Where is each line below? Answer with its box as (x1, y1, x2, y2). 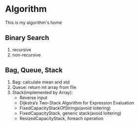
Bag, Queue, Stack (5, 66, 63, 74)
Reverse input (19, 94, 47, 101)
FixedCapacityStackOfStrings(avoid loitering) (19, 105, 111, 111)
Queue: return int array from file (12, 84, 77, 90)
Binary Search (5, 34, 49, 42)
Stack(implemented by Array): (12, 89, 73, 95)
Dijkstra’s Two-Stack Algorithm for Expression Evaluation (19, 100, 135, 105)
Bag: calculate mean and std (12, 79, 70, 85)
